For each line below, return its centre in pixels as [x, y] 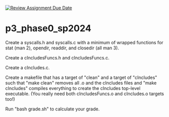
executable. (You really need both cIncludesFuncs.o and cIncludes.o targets [84, 94]
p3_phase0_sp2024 [48, 28]
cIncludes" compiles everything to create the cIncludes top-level [73, 88]
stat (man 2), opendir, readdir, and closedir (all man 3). [62, 48]
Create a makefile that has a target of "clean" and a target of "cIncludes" [81, 77]
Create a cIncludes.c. [27, 67]
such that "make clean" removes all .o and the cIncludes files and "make [81, 83]
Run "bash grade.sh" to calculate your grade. [53, 109]
